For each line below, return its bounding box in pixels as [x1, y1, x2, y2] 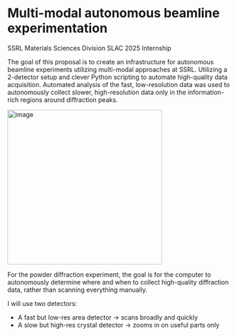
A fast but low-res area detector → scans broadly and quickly [17, 312, 198, 322]
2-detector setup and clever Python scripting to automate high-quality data [7, 73, 228, 81]
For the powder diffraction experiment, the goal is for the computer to [7, 270, 211, 279]
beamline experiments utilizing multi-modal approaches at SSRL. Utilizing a [7, 65, 228, 73]
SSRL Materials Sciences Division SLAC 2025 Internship [7, 44, 172, 52]
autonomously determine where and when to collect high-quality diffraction [7, 278, 229, 286]
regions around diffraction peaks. [20, 95, 118, 104]
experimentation [7, 20, 108, 36]
